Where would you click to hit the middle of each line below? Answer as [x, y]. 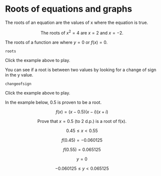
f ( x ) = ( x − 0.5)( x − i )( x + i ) [82, 112]
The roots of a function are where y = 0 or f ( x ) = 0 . [56, 42]
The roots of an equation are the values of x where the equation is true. [77, 22]
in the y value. [19, 75]
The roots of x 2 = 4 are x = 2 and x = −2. [82, 32]
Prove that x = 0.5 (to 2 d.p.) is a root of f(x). [82, 121]
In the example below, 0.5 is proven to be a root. [53, 102]
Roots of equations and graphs [69, 9]
